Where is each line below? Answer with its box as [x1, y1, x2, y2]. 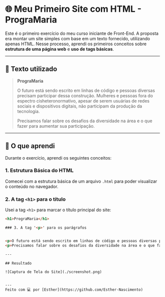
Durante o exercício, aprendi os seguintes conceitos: [5, 155, 112, 161]
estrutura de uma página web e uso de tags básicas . [5, 46, 114, 52]
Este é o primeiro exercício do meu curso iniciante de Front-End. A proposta [5, 30, 159, 36]
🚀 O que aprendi [5, 142, 55, 150]
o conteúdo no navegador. [5, 183, 58, 189]
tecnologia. [17, 108, 40, 114]
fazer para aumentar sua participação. [17, 123, 95, 129]
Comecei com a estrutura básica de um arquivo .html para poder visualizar [5, 178, 157, 184]
